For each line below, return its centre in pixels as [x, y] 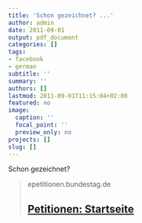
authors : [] [27, 88]
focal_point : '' [42, 125]
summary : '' [27, 81]
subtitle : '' [29, 74]
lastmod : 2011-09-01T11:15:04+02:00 [68, 96]
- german [22, 67]
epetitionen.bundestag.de [69, 185]
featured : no [29, 103]
